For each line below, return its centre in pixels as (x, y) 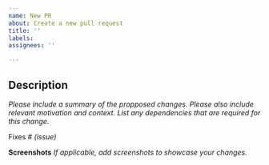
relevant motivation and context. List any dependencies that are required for (134, 112)
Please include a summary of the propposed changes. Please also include (131, 104)
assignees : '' (32, 46)
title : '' (25, 30)
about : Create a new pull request (66, 23)
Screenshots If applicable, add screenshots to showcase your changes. (128, 152)
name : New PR (30, 16)
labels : (21, 38)
